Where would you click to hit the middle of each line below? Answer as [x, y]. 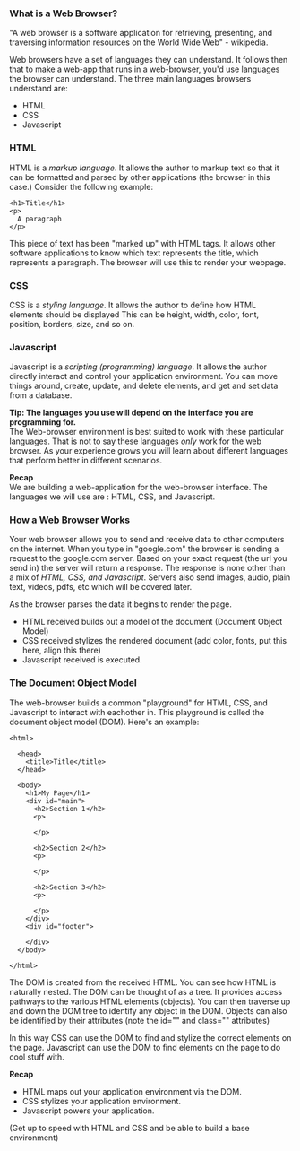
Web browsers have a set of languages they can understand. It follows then [149, 60]
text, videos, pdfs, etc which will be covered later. [101, 587]
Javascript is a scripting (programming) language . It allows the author [138, 367]
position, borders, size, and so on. [72, 324]
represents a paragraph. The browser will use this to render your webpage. [148, 262]
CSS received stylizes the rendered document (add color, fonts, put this [154, 641]
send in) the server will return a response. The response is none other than [147, 568]
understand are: [39, 89]
